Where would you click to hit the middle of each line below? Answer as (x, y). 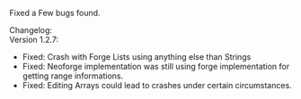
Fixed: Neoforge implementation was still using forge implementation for (156, 66)
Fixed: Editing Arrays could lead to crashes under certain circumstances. (157, 85)
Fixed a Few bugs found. (55, 13)
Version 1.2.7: (34, 40)
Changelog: (31, 30)
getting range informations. (73, 76)
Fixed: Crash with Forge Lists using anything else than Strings (137, 57)
